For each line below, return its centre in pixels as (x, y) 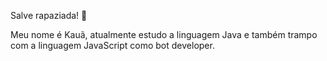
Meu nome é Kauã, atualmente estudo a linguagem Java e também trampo (164, 34)
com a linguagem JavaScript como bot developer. (112, 45)
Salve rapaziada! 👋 (49, 15)
